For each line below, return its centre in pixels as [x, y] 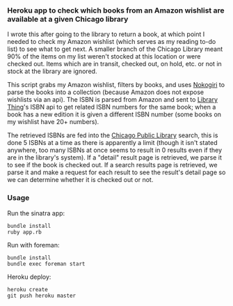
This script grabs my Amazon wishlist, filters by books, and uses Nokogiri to [116, 85]
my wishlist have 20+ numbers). [53, 122]
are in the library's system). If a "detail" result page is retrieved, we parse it [115, 158]
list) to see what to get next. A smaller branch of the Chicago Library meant [115, 49]
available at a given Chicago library [68, 19]
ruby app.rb [24, 232]
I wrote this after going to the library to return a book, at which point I [106, 34]
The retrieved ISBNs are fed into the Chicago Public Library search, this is [113, 135]
